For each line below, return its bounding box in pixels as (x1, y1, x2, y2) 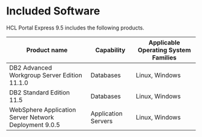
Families (152, 53, 177, 61)
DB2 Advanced (9, 63, 52, 72)
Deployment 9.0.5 (9, 120, 60, 129)
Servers (90, 117, 113, 125)
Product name (26, 46, 68, 54)
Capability (95, 46, 126, 54)
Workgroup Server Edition (9, 71, 82, 79)
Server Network (9, 113, 54, 121)
